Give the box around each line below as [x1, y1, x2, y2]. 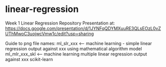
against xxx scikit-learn [5, 56, 53, 62]
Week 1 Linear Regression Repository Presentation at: [5, 20, 115, 26]
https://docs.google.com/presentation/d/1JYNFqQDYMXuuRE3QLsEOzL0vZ [5, 25, 161, 31]
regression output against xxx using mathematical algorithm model [5, 45, 142, 51]
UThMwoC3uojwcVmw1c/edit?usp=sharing [5, 30, 94, 36]
